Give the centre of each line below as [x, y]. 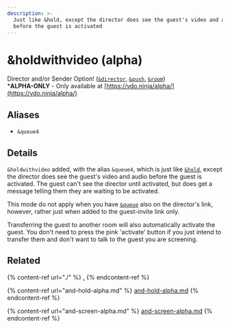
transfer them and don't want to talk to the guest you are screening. [102, 239]
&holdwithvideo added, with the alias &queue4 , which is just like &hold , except [115, 169]
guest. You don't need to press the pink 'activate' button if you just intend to [114, 232]
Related [24, 261]
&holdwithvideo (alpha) [75, 60]
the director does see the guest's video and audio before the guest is [104, 176]
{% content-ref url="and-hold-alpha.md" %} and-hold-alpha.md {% [103, 290]
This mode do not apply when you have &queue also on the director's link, [110, 204]
